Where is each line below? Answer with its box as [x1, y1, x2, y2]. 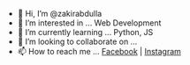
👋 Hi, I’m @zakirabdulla [17, 9, 103, 18]
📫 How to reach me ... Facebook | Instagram [17, 47, 181, 56]
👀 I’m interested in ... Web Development [17, 18, 162, 28]
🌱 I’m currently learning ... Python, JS [17, 27, 154, 37]
